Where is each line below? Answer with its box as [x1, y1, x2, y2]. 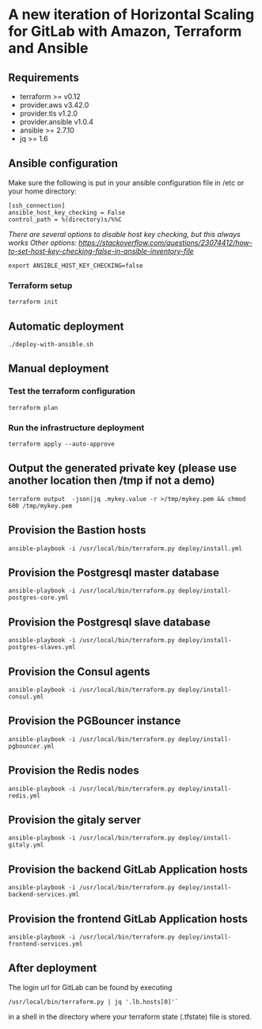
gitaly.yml [8, 841, 44, 849]
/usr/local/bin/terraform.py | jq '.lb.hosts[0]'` [8, 997, 179, 1006]
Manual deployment [8, 362, 109, 376]
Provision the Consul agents [8, 664, 150, 679]
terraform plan [8, 404, 59, 411]
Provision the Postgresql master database [8, 565, 220, 580]
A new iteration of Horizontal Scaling [8, 6, 255, 24]
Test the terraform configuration [8, 386, 136, 397]
